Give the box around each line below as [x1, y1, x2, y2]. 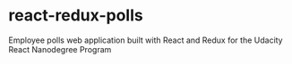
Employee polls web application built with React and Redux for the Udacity [8, 35, 283, 45]
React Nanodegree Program [8, 44, 112, 54]
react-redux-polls [8, 5, 144, 26]
